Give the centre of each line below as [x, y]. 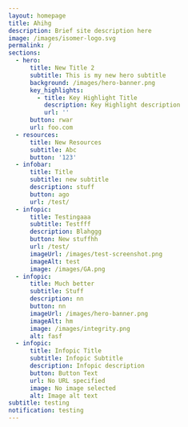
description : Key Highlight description [112, 105]
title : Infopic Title [66, 351]
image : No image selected [72, 388]
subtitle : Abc [53, 150]
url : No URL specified [67, 381]
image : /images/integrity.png [80, 328]
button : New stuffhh [64, 240]
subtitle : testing [39, 403]
